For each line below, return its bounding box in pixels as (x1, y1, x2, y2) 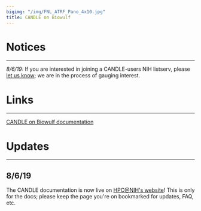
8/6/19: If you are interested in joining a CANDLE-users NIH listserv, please (6, 65, 190, 73)
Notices (6, 40, 46, 54)
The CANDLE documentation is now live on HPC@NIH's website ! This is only (6, 186, 195, 194)
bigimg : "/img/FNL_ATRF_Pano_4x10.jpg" (6, 8, 106, 15)
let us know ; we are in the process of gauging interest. (6, 72, 141, 79)
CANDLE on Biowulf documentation (6, 118, 94, 126)
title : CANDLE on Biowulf (6, 14, 71, 20)
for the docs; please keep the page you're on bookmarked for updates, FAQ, (6, 193, 194, 200)
